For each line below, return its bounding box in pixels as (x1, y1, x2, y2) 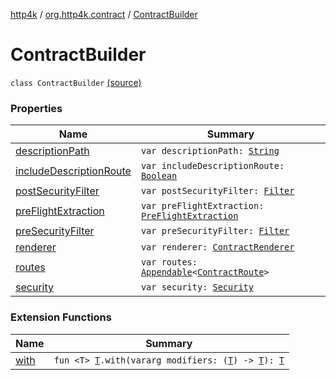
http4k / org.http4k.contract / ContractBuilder (10, 9, 198, 20)
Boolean (140, 170, 178, 182)
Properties (10, 101, 63, 115)
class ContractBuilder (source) (10, 76, 142, 88)
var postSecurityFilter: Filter (140, 185, 295, 197)
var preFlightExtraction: (140, 200, 265, 212)
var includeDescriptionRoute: (140, 160, 285, 172)
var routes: (140, 257, 198, 268)
